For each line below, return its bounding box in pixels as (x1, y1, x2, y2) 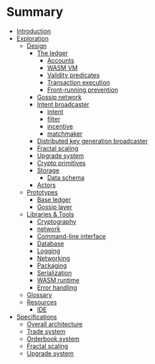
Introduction (16, 27, 51, 35)
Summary (6, 4, 63, 20)
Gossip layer (36, 203, 73, 211)
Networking (36, 254, 70, 262)
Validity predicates (47, 70, 100, 79)
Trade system (26, 327, 66, 335)
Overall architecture (26, 320, 83, 328)
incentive (47, 122, 73, 130)
